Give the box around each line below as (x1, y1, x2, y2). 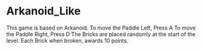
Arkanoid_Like (6, 4, 81, 18)
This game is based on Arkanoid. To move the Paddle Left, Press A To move (6, 24, 196, 31)
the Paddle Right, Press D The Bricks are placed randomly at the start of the (6, 30, 196, 37)
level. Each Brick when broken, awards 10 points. (6, 37, 129, 44)
